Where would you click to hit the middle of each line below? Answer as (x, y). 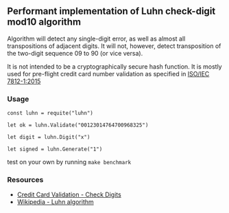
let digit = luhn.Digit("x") (49, 137)
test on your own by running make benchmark (69, 162)
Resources (25, 180)
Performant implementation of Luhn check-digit (111, 11)
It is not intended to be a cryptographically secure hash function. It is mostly (114, 66)
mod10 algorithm (44, 22)
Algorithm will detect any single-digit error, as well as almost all (96, 38)
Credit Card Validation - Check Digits (69, 194)
